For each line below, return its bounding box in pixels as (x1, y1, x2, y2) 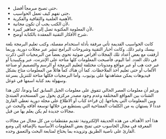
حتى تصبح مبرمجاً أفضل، (12, 5, 58, 11)
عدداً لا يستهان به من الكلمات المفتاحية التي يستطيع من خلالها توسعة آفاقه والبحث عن (5, 103, 162, 108)
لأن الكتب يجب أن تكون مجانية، (12, 21, 70, 27)
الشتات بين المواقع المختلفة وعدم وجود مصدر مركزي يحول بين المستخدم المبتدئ (5, 92, 154, 98)
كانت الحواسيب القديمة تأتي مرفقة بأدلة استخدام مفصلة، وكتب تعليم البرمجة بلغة (5, 41, 154, 47)
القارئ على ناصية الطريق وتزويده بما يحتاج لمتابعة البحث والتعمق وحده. (5, 128, 136, 134)
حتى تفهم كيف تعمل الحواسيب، (12, 10, 71, 16)
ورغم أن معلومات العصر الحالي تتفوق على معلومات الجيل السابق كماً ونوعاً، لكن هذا (5, 87, 159, 93)
